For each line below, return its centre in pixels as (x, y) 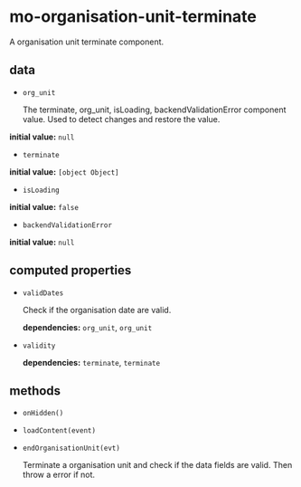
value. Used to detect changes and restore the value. (121, 119)
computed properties (71, 270)
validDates (43, 293)
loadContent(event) (59, 431)
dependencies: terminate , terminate (91, 362)
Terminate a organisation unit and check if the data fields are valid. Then (157, 465)
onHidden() (43, 414)
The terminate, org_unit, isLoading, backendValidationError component (154, 110)
